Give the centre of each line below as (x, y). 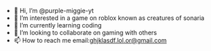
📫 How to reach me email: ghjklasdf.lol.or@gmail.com (90, 40)
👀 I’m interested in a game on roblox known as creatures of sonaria (109, 18)
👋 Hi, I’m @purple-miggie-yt (54, 11)
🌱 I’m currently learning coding (58, 25)
